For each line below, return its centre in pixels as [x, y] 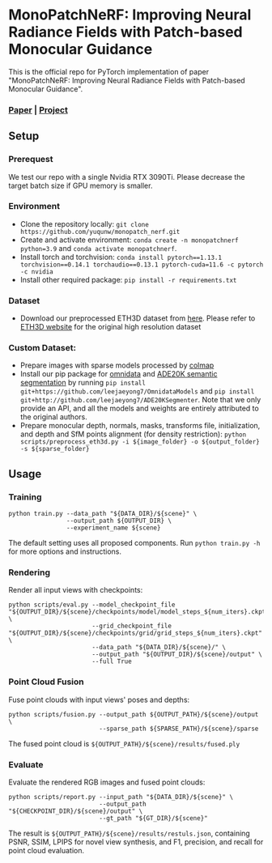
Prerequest [31, 159]
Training [25, 497]
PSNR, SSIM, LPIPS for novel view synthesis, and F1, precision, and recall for [136, 842]
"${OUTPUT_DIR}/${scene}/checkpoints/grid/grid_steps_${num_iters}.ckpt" [136, 633]
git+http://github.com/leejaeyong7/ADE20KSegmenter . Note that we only [140, 400]
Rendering [30, 572]
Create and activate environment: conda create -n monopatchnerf [129, 240]
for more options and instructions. [65, 551]
